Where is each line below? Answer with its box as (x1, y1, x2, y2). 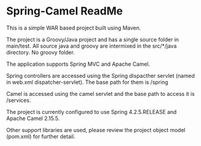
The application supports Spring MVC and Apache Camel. (6, 60, 150, 68)
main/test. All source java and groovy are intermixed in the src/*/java (6, 42, 177, 49)
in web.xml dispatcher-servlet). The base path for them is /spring (6, 78, 168, 86)
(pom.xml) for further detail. (6, 133, 75, 140)
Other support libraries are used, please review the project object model (6, 126, 186, 133)
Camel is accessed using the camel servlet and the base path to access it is (6, 90, 195, 97)
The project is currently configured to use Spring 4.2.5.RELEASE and (6, 108, 177, 115)
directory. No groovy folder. (6, 48, 75, 56)
